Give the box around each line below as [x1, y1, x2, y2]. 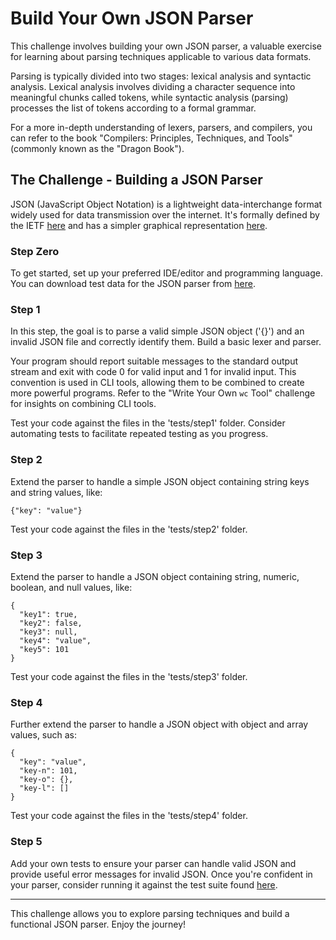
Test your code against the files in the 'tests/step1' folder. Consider [10, 417, 286, 429]
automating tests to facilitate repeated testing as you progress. [10, 428, 269, 440]
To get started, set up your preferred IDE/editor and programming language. [10, 267, 323, 279]
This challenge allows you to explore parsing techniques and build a [10, 907, 290, 919]
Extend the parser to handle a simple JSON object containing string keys [10, 475, 310, 487]
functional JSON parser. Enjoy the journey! [10, 918, 187, 930]
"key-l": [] [19, 783, 70, 794]
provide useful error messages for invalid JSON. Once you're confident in [10, 868, 313, 880]
